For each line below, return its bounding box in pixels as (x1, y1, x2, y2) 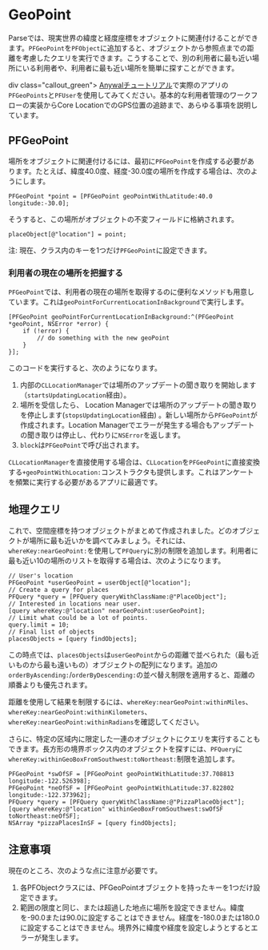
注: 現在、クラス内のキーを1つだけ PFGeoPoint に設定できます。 (8, 245, 212, 255)
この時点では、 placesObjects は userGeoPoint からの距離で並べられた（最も (8, 650, 252, 659)
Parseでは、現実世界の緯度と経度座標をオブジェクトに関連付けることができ (8, 33, 258, 42)
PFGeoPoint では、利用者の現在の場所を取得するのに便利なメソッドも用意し (8, 287, 254, 297)
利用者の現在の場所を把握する (8, 267, 124, 278)
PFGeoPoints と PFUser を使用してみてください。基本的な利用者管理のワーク (8, 90, 251, 99)
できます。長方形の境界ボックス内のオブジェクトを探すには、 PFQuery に (8, 743, 243, 754)
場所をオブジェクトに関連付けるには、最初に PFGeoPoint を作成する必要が (8, 156, 248, 166)
